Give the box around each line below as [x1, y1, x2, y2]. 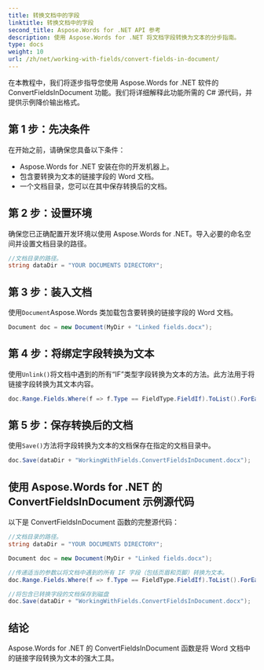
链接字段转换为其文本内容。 [8, 379, 98, 389]
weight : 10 [8, 48, 44, 56]
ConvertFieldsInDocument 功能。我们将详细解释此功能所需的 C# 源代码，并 [8, 87, 253, 97]
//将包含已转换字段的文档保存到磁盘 [8, 590, 109, 598]
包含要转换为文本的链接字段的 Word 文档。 [19, 171, 159, 181]
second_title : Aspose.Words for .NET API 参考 [8, 26, 161, 34]
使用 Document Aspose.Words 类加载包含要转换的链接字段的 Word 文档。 [8, 308, 238, 317]
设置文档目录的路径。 [21, 239, 91, 248]
